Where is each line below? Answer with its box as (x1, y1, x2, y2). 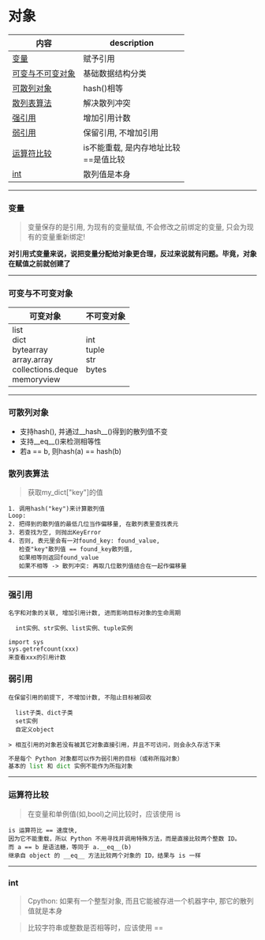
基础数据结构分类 (83, 68, 147, 79)
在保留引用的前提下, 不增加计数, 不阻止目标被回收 (8, 693, 152, 701)
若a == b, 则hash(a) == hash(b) (19, 446, 122, 455)
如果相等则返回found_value (18, 554, 99, 562)
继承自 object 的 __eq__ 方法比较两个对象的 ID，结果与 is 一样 (8, 851, 201, 859)
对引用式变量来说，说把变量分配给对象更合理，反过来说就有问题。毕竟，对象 (8, 249, 257, 259)
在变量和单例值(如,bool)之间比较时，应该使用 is (27, 809, 181, 818)
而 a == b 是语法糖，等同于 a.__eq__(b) (8, 843, 132, 851)
